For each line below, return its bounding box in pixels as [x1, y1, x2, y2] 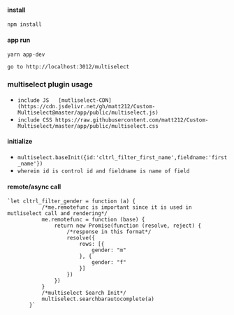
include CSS [17, 116, 52, 124]
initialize [7, 137, 33, 146]
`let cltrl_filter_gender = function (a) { [7, 198, 136, 205]
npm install [7, 21, 42, 28]
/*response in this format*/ [66, 228, 152, 235]
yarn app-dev [7, 51, 45, 59]
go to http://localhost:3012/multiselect [7, 64, 130, 71]
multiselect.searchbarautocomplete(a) [41, 295, 155, 303]
